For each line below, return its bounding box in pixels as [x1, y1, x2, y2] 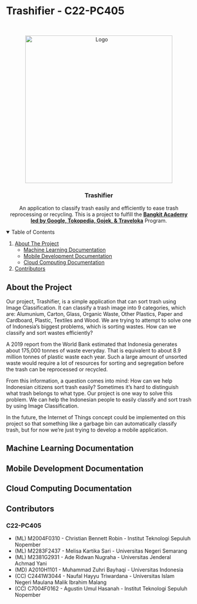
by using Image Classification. [6, 403, 79, 410]
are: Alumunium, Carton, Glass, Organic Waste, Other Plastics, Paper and [6, 311, 183, 318]
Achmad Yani [14, 560, 47, 567]
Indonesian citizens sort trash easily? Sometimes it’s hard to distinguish [6, 384, 179, 391]
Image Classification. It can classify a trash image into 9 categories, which [6, 304, 186, 311]
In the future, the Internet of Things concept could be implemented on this [6, 414, 186, 421]
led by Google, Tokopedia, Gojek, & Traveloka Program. [30, 217, 168, 224]
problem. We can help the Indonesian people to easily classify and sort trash [6, 396, 192, 403]
